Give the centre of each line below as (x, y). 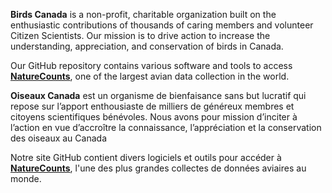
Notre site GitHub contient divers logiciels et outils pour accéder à (146, 157)
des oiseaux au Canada (58, 138)
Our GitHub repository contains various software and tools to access (151, 65)
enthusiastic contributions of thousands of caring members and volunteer (162, 25)
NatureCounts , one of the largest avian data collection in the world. (150, 76)
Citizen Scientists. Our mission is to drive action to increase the (140, 35)
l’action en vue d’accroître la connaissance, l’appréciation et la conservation (166, 127)
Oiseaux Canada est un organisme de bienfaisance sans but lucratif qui (158, 95)
